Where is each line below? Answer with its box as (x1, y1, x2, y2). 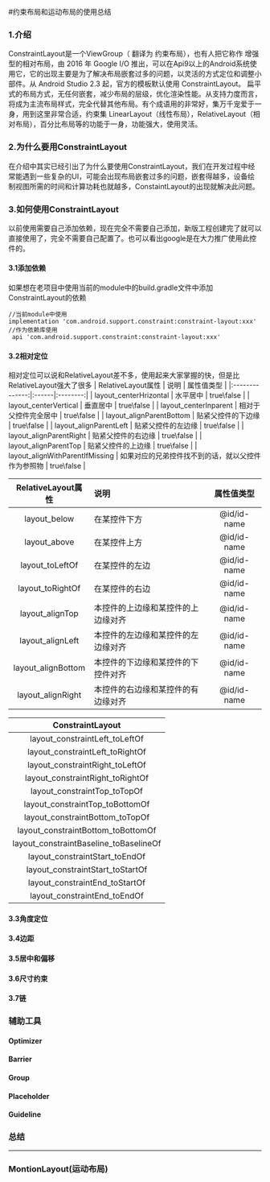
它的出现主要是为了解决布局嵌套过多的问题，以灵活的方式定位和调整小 (29, 69, 262, 79)
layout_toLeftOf (19, 560, 79, 571)
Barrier (8, 1054, 32, 1064)
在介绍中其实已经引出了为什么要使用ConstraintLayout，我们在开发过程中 (8, 161, 248, 171)
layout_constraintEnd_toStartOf (27, 877, 146, 888)
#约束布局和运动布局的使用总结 (8, 7, 112, 16)
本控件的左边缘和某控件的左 (93, 630, 199, 641)
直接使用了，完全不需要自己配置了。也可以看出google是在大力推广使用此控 (8, 233, 257, 243)
